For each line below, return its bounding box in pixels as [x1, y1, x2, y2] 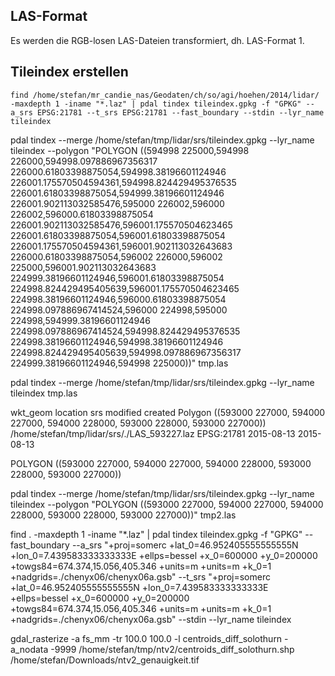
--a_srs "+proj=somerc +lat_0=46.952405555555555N [71, 539, 299, 551]
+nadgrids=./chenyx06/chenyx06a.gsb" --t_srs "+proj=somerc [10, 570, 271, 583]
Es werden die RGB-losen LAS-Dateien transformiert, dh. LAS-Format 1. [10, 34, 305, 46]
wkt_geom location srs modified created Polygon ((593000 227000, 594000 [10, 406, 326, 418]
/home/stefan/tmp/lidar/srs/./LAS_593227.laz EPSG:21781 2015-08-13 [10, 427, 296, 439]
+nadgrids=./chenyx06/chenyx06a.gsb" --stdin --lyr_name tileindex [10, 613, 292, 625]
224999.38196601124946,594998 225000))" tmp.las [10, 357, 229, 369]
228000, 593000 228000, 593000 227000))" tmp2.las [10, 509, 237, 521]
